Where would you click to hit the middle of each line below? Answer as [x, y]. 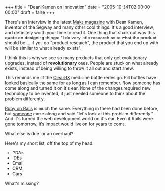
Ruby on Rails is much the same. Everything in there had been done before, [82, 108]
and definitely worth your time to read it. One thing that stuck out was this [80, 32]
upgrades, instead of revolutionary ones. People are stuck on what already [82, 63]
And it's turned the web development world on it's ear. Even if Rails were [79, 119]
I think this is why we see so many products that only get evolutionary [76, 58]
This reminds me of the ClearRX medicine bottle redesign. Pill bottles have [81, 78]
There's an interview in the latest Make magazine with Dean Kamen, [74, 22]
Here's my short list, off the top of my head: [49, 143]
